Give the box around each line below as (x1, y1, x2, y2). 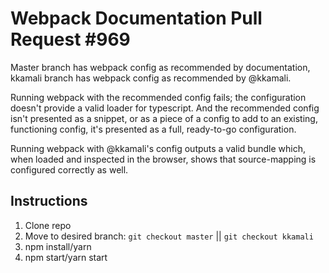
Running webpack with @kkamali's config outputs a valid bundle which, (10, 142, 306, 154)
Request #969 (10, 28, 131, 51)
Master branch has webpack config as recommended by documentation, (10, 61, 311, 73)
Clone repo (24, 219, 72, 231)
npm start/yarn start (24, 251, 108, 263)
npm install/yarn (24, 240, 92, 252)
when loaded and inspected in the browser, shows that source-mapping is (10, 153, 317, 165)
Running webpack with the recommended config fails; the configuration (10, 91, 307, 103)
